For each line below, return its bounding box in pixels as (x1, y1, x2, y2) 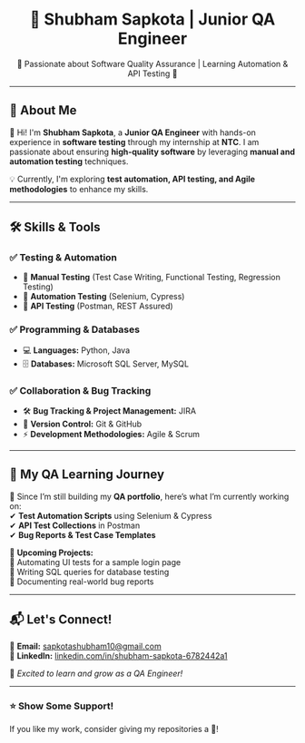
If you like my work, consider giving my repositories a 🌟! (9, 723, 220, 734)
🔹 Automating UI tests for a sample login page (9, 556, 182, 567)
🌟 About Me (9, 103, 77, 118)
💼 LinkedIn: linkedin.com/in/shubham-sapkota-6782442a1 (9, 650, 228, 661)
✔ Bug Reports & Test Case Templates (9, 529, 156, 540)
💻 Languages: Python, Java (22, 345, 131, 356)
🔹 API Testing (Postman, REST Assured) (22, 300, 174, 312)
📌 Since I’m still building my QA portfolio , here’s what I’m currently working (9, 491, 290, 502)
